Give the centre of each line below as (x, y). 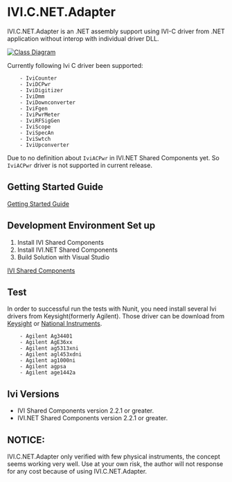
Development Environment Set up (81, 226)
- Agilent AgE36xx (46, 343)
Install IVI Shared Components (60, 242)
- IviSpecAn (37, 132)
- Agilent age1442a (48, 373)
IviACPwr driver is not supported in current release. (80, 165)
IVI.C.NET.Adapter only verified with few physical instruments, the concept (114, 456)
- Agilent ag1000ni (48, 361)
